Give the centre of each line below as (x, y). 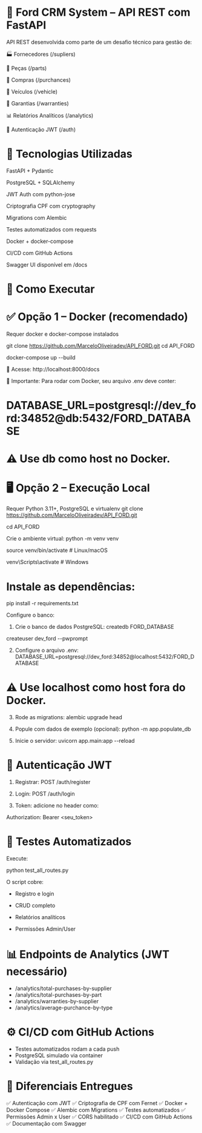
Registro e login (34, 894)
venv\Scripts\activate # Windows (47, 562)
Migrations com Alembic (37, 218)
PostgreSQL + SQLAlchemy (41, 182)
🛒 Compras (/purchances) (39, 80)
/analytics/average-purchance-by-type (64, 1008)
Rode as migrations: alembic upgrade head (69, 717)
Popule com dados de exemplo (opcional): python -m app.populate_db (103, 729)
